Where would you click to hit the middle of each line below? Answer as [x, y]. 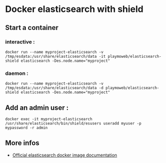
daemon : [17, 73]
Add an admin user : [37, 107]
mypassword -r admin [27, 128]
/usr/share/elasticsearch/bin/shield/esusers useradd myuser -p [73, 123]
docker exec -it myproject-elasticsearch [49, 119]
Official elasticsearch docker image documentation [65, 155]
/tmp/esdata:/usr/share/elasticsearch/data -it [56, 56]
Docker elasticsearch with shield [74, 9]
